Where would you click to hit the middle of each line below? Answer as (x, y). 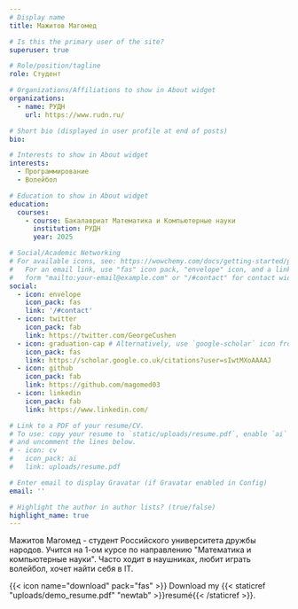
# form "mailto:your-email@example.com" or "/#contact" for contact (142, 277)
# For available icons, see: (63, 262)
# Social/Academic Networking (65, 254)
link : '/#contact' (59, 311)
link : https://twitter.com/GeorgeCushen (101, 335)
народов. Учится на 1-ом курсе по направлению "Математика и (130, 550)
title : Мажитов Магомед (53, 26)
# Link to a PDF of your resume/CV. (77, 426)
